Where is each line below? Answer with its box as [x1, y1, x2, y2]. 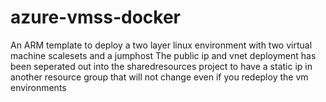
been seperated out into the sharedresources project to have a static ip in [10, 60, 313, 72]
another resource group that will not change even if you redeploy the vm [10, 71, 309, 83]
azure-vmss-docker [10, 6, 182, 29]
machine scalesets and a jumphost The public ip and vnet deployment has [10, 49, 317, 61]
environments [10, 81, 67, 93]
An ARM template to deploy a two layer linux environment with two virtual [10, 39, 313, 51]
